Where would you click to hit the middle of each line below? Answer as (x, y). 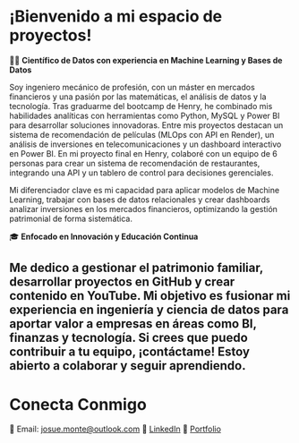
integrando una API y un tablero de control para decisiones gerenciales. (141, 173)
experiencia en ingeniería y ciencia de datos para (149, 310)
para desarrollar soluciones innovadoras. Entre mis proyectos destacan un (146, 125)
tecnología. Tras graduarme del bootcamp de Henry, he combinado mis (141, 106)
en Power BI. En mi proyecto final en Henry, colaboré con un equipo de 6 (143, 153)
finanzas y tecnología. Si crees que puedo (128, 338)
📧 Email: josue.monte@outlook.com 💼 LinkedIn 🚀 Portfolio (115, 429)
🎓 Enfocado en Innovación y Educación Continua (104, 236)
